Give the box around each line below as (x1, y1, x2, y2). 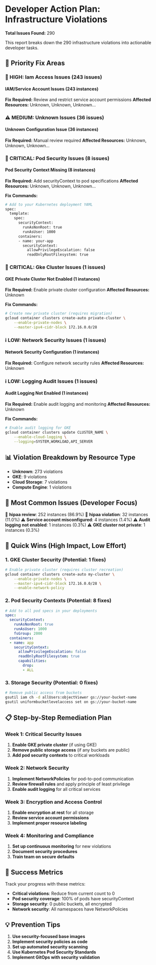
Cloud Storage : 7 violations (12, 479, 67, 485)
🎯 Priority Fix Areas (5, 59, 65, 67)
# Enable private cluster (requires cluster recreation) (5, 567, 124, 572)
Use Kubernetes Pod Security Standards (12, 949, 96, 955)
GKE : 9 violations (12, 474, 47, 480)
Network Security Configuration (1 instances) (5, 349, 99, 355)
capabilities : (18, 658, 47, 663)
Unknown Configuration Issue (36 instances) (5, 126, 99, 132)
